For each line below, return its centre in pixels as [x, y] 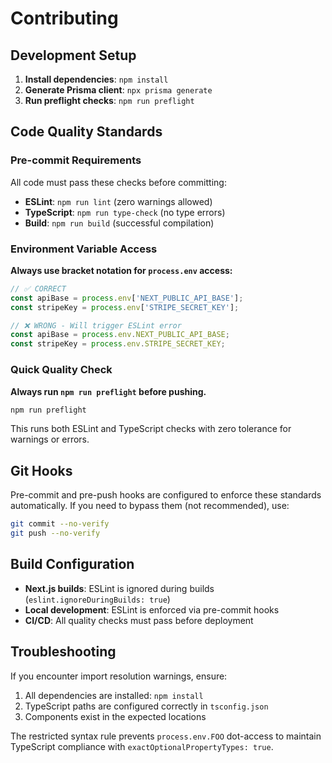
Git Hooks [41, 470]
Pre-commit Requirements [76, 160]
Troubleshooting [63, 652]
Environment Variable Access [84, 249]
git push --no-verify [55, 533]
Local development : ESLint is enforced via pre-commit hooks [152, 609]
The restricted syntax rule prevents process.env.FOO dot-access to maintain [166, 736]
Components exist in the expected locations [115, 716]
